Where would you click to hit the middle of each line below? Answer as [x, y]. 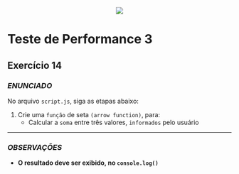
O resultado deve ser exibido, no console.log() [88, 163]
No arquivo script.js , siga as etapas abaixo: [73, 101]
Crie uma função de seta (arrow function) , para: [89, 114]
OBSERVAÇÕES [35, 147]
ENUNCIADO [30, 85]
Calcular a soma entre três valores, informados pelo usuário [113, 122]
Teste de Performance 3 [80, 39]
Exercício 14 [35, 65]
